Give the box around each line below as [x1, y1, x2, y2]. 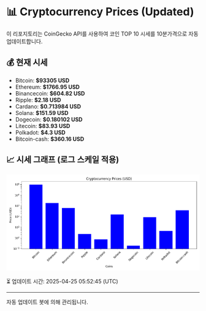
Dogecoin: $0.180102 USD [15, 116, 83, 123]
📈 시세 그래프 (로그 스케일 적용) [6, 154, 120, 165]
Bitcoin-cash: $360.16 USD [15, 135, 85, 143]
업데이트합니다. [6, 37, 43, 45]
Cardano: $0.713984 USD [15, 102, 82, 110]
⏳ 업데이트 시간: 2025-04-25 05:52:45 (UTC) [6, 277, 118, 285]
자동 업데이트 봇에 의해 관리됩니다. [6, 298, 88, 305]
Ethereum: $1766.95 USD [15, 83, 80, 91]
